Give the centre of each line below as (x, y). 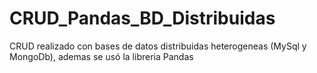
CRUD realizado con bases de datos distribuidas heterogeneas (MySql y (158, 46)
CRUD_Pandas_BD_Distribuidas (142, 18)
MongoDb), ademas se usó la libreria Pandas (101, 56)
